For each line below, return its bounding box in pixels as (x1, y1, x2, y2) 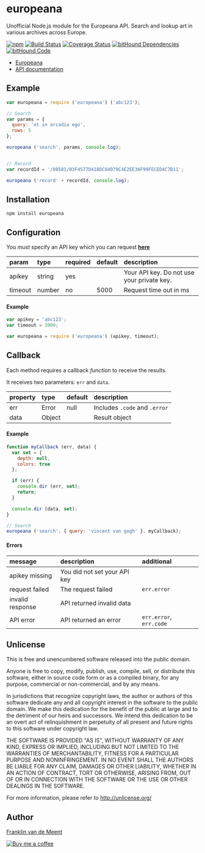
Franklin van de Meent (6, 829, 63, 836)
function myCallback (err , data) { (6, 443, 97, 450)
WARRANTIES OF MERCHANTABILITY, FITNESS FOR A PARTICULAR (6, 750, 179, 757)
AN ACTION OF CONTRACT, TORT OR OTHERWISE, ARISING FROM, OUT (6, 769, 191, 776)
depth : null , (17, 455, 51, 461)
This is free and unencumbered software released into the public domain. (6, 656, 191, 663)
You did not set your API (60, 567, 129, 576)
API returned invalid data (60, 599, 131, 607)
